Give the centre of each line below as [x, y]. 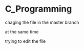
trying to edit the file [25, 41]
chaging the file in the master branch [42, 22]
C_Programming [39, 9]
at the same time [22, 32]
